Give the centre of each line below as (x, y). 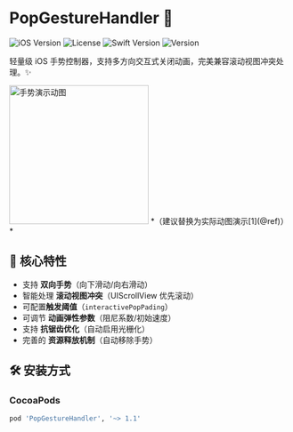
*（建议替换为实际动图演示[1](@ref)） (219, 220)
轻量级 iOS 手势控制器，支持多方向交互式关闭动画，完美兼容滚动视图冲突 (142, 60)
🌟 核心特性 (38, 261)
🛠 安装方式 (40, 371)
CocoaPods (35, 401)
